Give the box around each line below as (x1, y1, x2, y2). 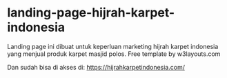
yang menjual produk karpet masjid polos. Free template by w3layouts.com (7, 50, 221, 58)
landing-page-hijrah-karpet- (7, 5, 175, 21)
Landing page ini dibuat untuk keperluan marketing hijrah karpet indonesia (7, 42, 219, 50)
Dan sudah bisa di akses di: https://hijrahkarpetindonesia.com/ (7, 63, 185, 71)
